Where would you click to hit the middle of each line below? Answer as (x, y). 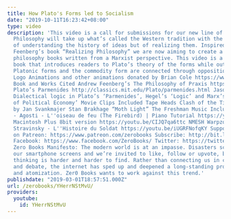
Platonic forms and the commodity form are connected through (104, 71)
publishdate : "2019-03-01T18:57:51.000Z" (67, 179)
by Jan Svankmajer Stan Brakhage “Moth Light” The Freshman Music (110, 109)
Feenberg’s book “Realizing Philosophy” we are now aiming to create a (118, 52)
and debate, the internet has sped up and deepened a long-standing (113, 166)
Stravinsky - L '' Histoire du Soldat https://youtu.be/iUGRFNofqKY (110, 128)
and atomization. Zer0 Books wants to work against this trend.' (109, 173)
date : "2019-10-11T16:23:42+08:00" (58, 20)
